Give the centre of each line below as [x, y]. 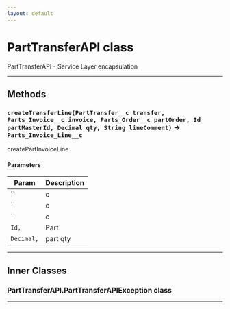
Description [65, 183]
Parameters [24, 164]
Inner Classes [37, 270]
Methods [27, 94]
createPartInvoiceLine [38, 149]
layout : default [30, 13]
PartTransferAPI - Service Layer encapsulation [73, 66]
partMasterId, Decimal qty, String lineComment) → [94, 127]
